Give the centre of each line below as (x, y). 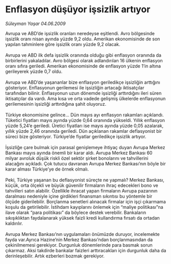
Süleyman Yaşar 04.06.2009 (35, 23)
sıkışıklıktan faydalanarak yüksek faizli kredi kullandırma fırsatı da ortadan (82, 218)
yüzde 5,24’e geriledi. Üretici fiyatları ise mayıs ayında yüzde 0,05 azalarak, (84, 126)
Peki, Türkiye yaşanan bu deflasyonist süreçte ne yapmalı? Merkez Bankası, (85, 180)
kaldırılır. (14, 223)
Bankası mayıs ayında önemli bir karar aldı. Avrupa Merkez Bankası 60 (79, 153)
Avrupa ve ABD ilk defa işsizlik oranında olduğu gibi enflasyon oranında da (83, 55)
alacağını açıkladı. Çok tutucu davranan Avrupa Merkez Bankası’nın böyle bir (86, 163)
